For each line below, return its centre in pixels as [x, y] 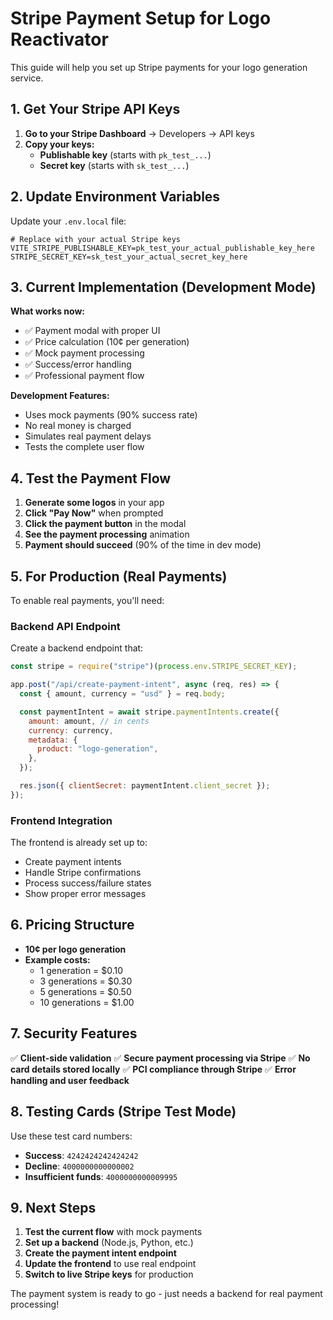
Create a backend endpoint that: [77, 648]
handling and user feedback [70, 1080]
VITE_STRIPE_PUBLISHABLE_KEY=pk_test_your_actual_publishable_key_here [162, 248]
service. [27, 78]
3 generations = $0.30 [86, 981]
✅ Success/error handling [78, 364]
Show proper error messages [85, 894]
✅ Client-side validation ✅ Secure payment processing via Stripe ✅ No [160, 1058]
